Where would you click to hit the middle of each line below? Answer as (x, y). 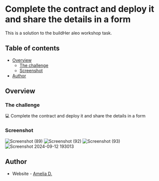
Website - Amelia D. (32, 173)
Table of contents (32, 48)
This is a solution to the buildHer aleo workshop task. (58, 33)
